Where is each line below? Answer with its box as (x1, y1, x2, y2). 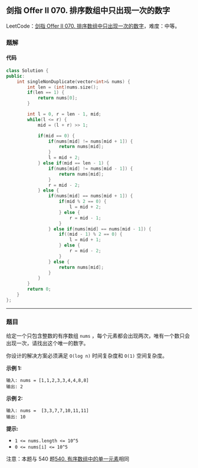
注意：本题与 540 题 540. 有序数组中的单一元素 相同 (6, 456, 130, 463)
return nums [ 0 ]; (37, 95, 78, 101)
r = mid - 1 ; (69, 215, 101, 221)
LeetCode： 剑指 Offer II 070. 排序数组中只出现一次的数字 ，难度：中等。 (6, 22, 180, 29)
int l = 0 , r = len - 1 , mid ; (27, 111, 101, 117)
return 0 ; (27, 286, 51, 292)
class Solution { (6, 67, 49, 74)
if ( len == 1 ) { (27, 90, 65, 95)
